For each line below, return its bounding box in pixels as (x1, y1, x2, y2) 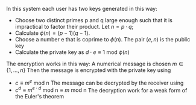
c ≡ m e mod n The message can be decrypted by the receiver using (14, 78, 184, 86)
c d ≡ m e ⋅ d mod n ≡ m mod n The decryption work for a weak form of (14, 85, 188, 94)
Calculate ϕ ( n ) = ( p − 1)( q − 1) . (14, 29, 90, 37)
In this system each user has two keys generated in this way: (6, 5, 158, 12)
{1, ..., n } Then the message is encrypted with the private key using (6, 67, 171, 74)
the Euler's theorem (14, 93, 65, 100)
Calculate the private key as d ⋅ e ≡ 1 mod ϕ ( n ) (14, 49, 130, 56)
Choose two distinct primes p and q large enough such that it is (14, 17, 173, 23)
